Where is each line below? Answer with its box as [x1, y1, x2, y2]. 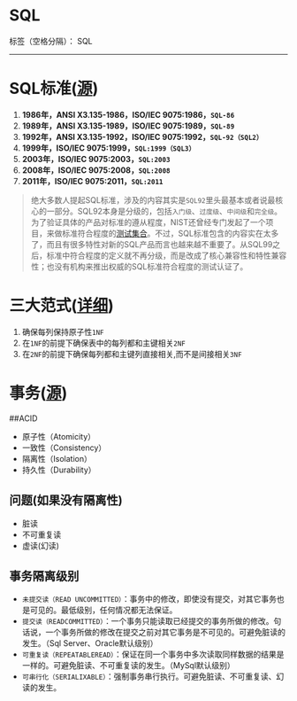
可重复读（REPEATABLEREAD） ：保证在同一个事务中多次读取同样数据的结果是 [21, 649, 285, 660]
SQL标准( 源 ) [9, 79, 99, 98]
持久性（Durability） [21, 464, 96, 475]
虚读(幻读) [21, 540, 60, 550]
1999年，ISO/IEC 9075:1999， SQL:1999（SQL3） [21, 143, 196, 153]
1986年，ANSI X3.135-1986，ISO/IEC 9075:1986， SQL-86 [21, 109, 235, 120]
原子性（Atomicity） [21, 431, 95, 441]
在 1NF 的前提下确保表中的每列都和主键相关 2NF [21, 338, 186, 348]
